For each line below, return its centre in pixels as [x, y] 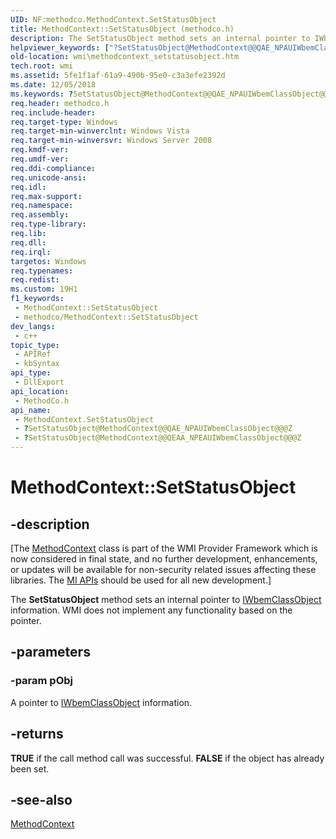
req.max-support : [46, 196]
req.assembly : [40, 215]
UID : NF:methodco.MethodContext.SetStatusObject [113, 19]
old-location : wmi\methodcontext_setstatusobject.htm [125, 57]
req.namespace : [42, 206]
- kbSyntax [37, 364]
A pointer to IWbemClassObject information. [101, 702]
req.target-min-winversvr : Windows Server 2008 [111, 141]
